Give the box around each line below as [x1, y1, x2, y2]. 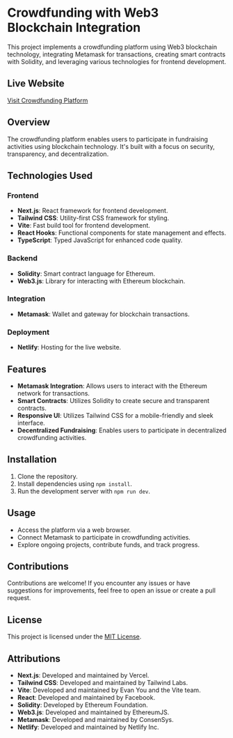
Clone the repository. [17, 472, 78, 480]
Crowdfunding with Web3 [7, 5, 159, 21]
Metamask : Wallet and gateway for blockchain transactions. [17, 310, 190, 318]
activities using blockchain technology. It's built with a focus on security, [7, 142, 216, 150]
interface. [17, 418, 45, 427]
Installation [7, 454, 57, 466]
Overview [7, 116, 51, 128]
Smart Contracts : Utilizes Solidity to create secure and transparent [17, 396, 210, 405]
